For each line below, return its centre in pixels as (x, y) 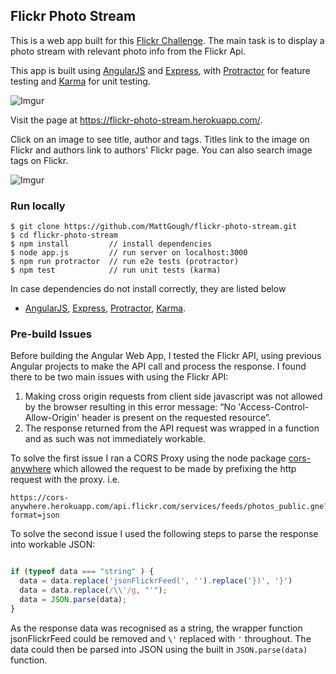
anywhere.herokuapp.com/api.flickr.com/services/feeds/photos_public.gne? (169, 507)
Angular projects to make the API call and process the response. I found (158, 366)
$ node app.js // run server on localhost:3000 (129, 253)
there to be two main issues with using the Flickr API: (119, 377)
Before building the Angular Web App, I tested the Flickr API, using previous (166, 356)
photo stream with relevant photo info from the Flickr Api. (128, 51)
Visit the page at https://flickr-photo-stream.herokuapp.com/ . (136, 120)
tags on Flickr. (39, 160)
